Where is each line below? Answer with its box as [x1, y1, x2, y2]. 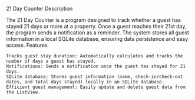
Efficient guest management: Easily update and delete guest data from [6, 84, 186, 90]
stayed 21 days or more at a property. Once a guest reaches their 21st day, [6, 23, 187, 30]
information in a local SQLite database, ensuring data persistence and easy [6, 36, 189, 42]
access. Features [6, 41, 48, 49]
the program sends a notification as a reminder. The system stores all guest [6, 29, 190, 36]
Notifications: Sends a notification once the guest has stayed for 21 [6, 63, 186, 69]
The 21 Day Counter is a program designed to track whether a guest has [6, 17, 181, 23]
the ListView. [6, 89, 41, 95]
